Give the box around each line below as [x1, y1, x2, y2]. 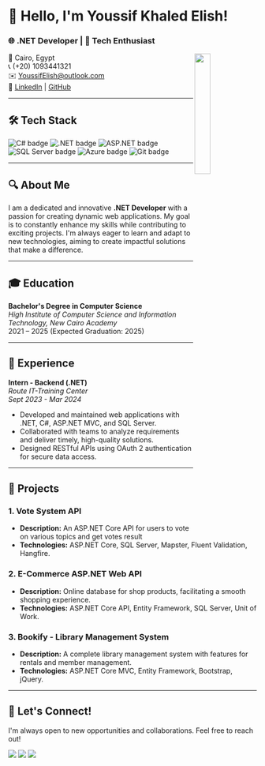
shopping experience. [19, 595, 91, 604]
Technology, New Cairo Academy [8, 317, 118, 327]
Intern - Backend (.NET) [8, 377, 88, 387]
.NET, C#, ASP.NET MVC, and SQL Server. [19, 418, 157, 427]
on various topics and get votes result [19, 532, 143, 542]
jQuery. [19, 674, 44, 684]
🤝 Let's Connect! [8, 704, 92, 718]
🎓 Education [8, 276, 75, 290]
